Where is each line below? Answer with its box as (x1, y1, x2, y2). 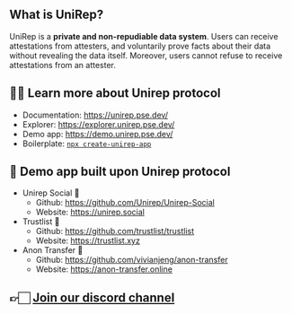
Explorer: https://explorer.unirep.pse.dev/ (22, 118, 175, 129)
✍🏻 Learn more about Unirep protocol (9, 85, 222, 101)
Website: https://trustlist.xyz (35, 235, 141, 246)
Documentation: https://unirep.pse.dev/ (22, 109, 169, 120)
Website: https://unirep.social (35, 206, 146, 218)
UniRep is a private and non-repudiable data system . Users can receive (9, 31, 279, 41)
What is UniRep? (9, 7, 104, 22)
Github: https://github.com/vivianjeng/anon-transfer (35, 255, 228, 266)
